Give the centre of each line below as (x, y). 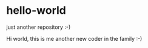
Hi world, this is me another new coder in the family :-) (74, 38)
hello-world (36, 10)
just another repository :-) (39, 27)
